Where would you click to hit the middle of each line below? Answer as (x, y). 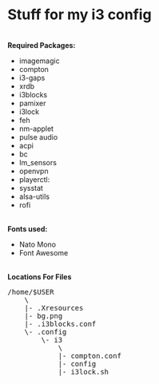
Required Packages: (42, 45)
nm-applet (36, 129)
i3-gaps (32, 77)
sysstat (31, 188)
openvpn (34, 171)
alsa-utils (34, 196)
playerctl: (34, 179)
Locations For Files (40, 276)
